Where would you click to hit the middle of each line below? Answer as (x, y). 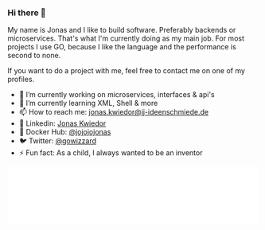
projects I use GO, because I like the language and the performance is (122, 47)
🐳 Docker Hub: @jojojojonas (65, 132)
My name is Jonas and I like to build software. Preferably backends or (122, 30)
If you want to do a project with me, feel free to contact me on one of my (127, 71)
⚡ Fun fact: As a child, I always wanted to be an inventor (111, 153)
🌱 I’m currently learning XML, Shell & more (88, 103)
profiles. (21, 80)
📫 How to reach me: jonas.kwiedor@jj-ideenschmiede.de (113, 112)
